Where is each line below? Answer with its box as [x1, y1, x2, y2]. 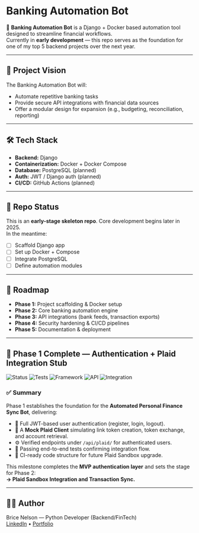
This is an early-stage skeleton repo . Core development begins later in [6, 218, 180, 225]
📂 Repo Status [6, 202, 59, 212]
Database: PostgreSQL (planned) [14, 166, 97, 173]
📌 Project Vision [6, 65, 66, 75]
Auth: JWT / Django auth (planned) [14, 173, 102, 180]
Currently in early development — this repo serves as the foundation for [6, 36, 184, 43]
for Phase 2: [6, 469, 36, 476]
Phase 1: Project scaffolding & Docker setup [14, 301, 123, 308]
